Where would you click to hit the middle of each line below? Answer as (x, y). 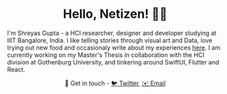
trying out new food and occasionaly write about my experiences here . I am (114, 47)
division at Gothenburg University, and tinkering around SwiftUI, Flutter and (113, 62)
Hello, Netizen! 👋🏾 (115, 14)
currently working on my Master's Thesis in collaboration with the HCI (106, 55)
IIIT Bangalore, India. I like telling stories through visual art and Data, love (110, 40)
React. (16, 69)
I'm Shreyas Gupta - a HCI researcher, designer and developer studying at (112, 33)
